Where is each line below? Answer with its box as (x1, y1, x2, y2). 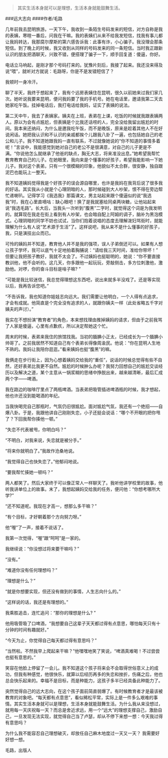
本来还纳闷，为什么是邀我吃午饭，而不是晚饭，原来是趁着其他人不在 (18, 125, 158, 131)
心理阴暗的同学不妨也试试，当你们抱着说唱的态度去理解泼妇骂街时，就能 (13, 218, 163, 223)
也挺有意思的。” (5, 655, 36, 660)
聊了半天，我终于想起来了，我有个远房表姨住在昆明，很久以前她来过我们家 (5, 90, 158, 95)
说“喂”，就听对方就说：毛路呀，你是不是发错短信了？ (5, 68, 114, 74)
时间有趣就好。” (18, 627, 49, 633)
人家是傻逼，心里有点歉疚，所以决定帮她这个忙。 (9, 323, 110, 329)
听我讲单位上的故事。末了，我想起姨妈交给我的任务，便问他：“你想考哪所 (5, 486, 156, 492)
